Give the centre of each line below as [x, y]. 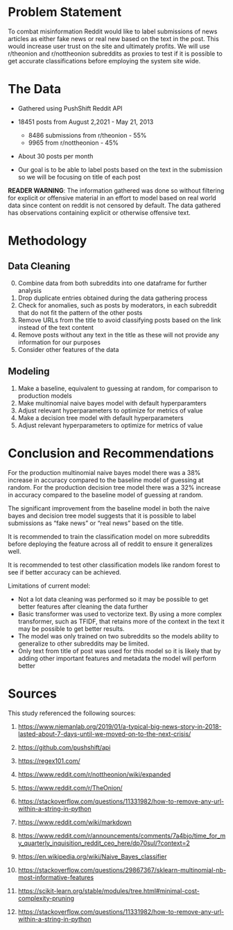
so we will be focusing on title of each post [79, 177]
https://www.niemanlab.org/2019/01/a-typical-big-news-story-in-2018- [120, 726]
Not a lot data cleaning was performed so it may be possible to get [113, 599]
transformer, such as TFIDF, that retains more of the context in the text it [121, 621]
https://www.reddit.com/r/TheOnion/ [70, 787]
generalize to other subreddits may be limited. [84, 643]
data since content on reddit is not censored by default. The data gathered [114, 205]
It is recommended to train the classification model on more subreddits [109, 536]
